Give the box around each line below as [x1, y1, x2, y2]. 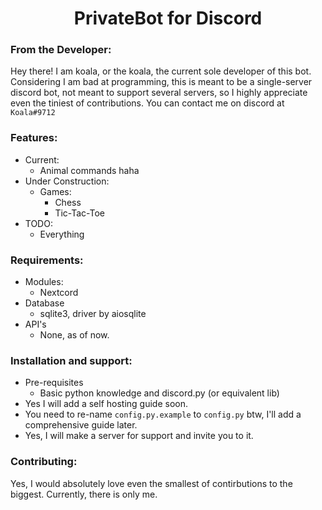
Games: [39, 185, 72, 197]
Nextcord [39, 287, 79, 299]
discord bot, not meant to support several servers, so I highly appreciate [10, 87, 308, 99]
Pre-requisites [24, 377, 84, 389]
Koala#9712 [10, 108, 56, 118]
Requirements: [10, 253, 84, 267]
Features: [10, 131, 58, 145]
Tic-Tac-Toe [54, 207, 106, 219]
